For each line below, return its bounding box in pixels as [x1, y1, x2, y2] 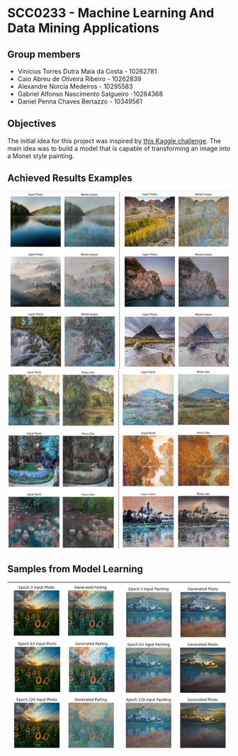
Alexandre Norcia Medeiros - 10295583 [17, 82, 133, 90]
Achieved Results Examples [7, 172, 132, 184]
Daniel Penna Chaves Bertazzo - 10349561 [17, 97, 143, 106]
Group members [7, 48, 81, 60]
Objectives [7, 118, 57, 130]
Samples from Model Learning [7, 562, 144, 575]
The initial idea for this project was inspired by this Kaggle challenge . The [7, 136, 222, 145]
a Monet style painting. [7, 151, 74, 160]
